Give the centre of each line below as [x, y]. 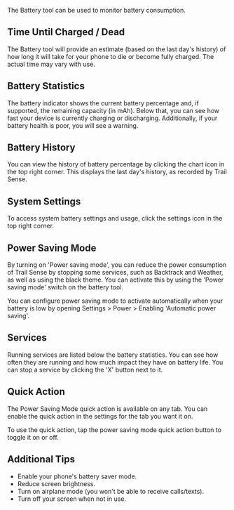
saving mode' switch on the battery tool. [66, 287]
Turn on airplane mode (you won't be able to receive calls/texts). [111, 491]
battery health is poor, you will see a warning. [73, 125]
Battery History [41, 148]
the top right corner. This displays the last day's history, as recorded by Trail [117, 172]
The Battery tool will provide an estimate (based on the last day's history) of [117, 49]
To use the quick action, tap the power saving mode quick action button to [115, 430]
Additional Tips [41, 459]
